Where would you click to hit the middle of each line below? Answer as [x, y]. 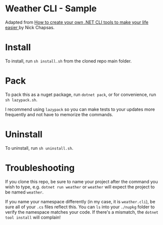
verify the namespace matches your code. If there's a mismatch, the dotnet [82, 212]
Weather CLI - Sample [51, 9]
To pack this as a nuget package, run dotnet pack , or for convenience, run [81, 95]
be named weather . [24, 192]
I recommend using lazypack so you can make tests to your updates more [80, 109]
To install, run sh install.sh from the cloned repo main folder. [68, 61]
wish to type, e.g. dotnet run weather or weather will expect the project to [80, 187]
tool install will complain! [33, 217]
